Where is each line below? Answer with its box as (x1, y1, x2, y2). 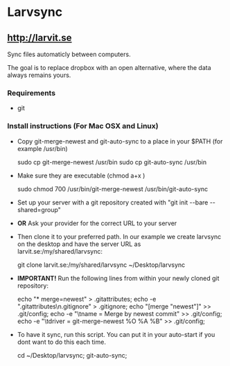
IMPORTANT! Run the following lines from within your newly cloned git (17, 274, 220, 282)
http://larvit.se (7, 32, 72, 44)
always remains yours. (7, 71, 71, 79)
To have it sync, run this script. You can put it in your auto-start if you (17, 330, 215, 338)
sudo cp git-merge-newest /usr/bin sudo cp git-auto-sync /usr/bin (17, 157, 206, 166)
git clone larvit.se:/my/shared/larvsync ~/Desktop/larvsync (17, 261, 186, 269)
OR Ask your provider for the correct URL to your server (17, 219, 177, 227)
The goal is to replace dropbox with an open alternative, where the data (7, 64, 211, 71)
